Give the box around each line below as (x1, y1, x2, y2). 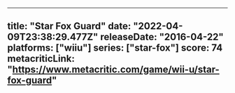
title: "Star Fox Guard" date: (7, 20, 131, 32)
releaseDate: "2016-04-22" (100, 31, 224, 43)
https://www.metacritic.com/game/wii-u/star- (12, 64, 220, 76)
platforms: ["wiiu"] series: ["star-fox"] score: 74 (7, 42, 223, 54)
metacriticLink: (7, 53, 75, 65)
